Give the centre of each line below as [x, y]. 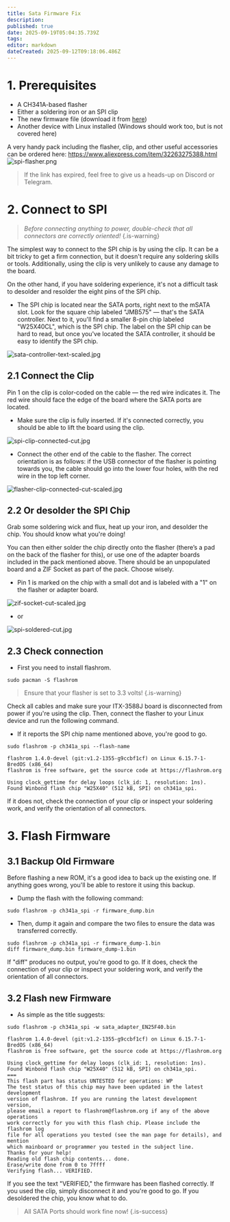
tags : [15, 39]
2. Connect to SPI [57, 209]
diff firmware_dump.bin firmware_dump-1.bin [72, 950]
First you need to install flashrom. [64, 667]
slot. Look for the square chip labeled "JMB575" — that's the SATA [111, 311]
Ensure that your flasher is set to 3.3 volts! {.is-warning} [103, 693]
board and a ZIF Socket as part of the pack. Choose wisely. [91, 570]
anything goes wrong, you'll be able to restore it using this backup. [101, 885]
